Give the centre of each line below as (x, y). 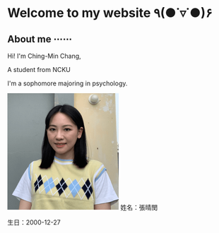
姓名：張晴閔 (138, 207)
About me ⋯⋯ (40, 39)
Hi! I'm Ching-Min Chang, (44, 56)
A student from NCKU (39, 70)
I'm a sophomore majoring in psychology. (67, 83)
